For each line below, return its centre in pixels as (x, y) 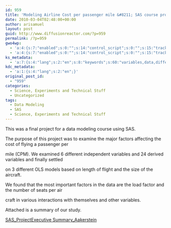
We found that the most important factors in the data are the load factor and (85, 185)
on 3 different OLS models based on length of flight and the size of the (79, 169)
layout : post (19, 29)
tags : (11, 100)
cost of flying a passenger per (37, 144)
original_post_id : (25, 77)
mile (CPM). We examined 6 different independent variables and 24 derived (84, 154)
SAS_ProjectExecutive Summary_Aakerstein (51, 219)
